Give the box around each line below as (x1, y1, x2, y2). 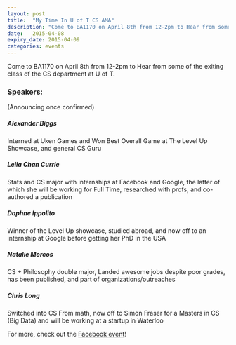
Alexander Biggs (7, 119, 58, 127)
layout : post (7, 10, 46, 18)
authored (7, 193, 34, 201)
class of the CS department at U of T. (7, 69, 116, 78)
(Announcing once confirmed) (7, 103, 95, 111)
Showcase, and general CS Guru (7, 144, 102, 153)
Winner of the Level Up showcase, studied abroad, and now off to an (7, 226, 206, 235)
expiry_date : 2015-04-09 (7, 36, 80, 43)
